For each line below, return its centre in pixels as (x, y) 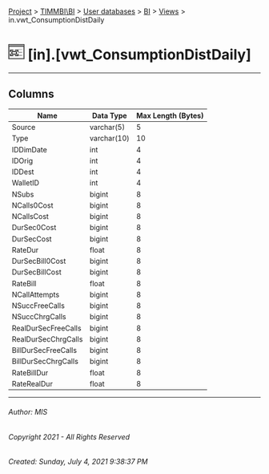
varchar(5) (107, 128)
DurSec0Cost (34, 228)
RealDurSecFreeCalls (46, 328)
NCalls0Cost (32, 205)
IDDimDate (30, 149)
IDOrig (22, 160)
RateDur (25, 249)
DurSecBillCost (36, 272)
